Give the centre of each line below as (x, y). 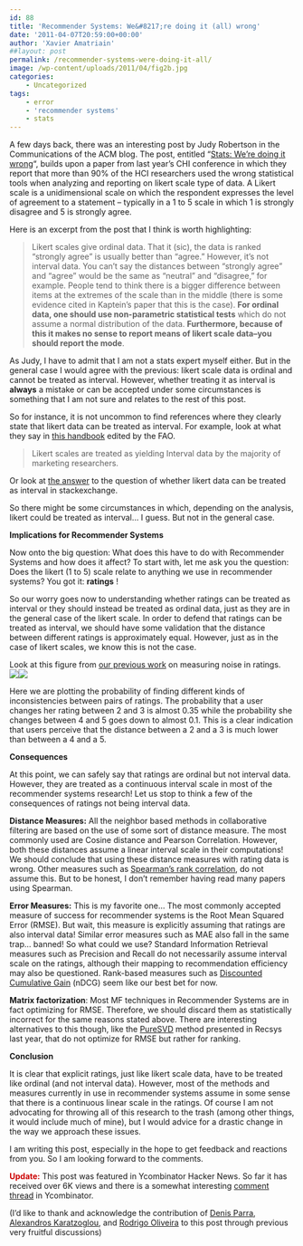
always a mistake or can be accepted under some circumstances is (135, 389)
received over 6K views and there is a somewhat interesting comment (139, 1186)
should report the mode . (78, 343)
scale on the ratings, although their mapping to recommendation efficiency (148, 963)
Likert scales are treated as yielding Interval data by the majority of (156, 454)
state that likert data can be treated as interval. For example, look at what (145, 427)
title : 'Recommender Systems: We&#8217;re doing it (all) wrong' (135, 26)
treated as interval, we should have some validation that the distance (137, 628)
